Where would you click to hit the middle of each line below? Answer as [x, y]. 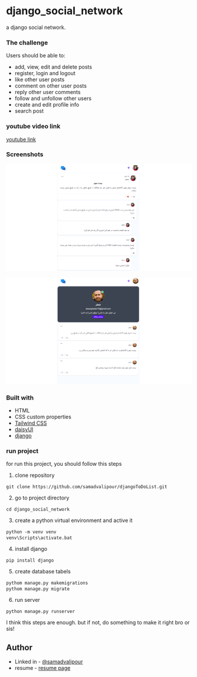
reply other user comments [47, 92]
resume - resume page [42, 668]
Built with [20, 398]
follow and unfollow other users [53, 98]
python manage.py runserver [41, 612]
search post [29, 111]
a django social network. [36, 27]
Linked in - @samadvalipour [49, 662]
